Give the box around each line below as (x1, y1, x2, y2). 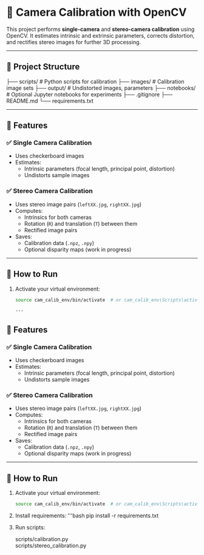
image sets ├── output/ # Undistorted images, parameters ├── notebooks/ (6, 84, 196, 92)
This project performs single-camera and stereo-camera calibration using (6, 25, 195, 33)
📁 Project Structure (6, 62, 80, 72)
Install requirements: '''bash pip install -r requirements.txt (15, 512, 159, 519)
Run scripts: (15, 523, 46, 531)
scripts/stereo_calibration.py (15, 542, 87, 549)
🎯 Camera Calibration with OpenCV (6, 5, 187, 19)
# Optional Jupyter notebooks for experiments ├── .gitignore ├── (6, 90, 173, 98)
